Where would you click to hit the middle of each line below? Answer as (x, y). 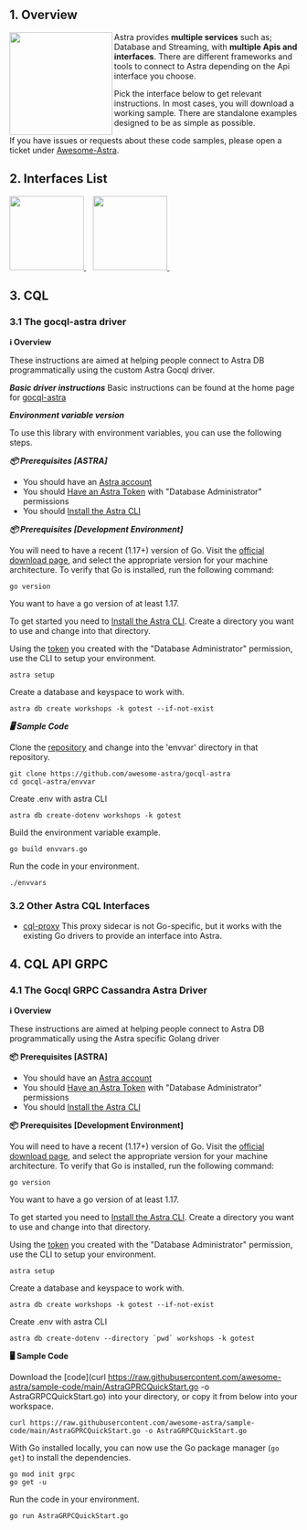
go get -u (28, 1483)
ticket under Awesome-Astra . (64, 150)
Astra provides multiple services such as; (193, 37)
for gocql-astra (38, 397)
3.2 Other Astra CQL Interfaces (80, 906)
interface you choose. (155, 76)
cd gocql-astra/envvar (53, 782)
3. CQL (29, 296)
